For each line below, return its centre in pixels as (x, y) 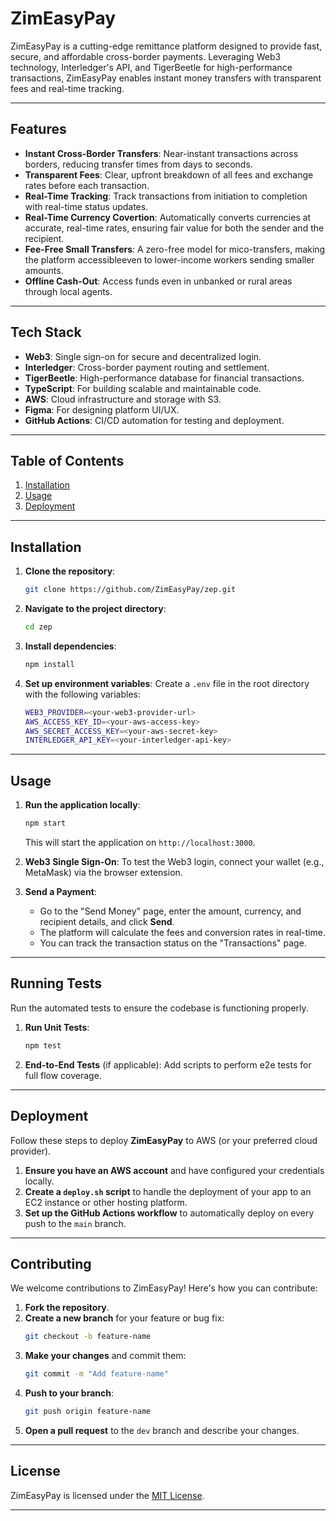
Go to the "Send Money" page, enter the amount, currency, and (170, 911)
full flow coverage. (63, 1075)
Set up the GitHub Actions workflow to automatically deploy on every (169, 1213)
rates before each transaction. (87, 185)
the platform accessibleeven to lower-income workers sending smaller (169, 259)
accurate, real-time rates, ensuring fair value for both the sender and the (174, 228)
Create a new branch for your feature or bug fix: (124, 1318)
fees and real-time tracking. (67, 88)
